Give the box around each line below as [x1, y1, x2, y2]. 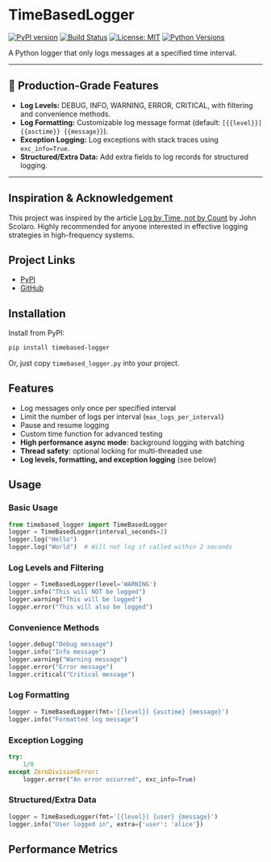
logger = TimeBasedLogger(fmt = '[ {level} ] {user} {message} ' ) [8, 813, 219, 821]
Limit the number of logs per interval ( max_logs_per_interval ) [19, 412, 224, 421]
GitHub [19, 283, 44, 293]
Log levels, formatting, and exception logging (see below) [19, 454, 217, 464]
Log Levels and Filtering [8, 562, 104, 573]
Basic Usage [8, 502, 59, 513]
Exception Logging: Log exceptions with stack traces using [19, 135, 219, 144]
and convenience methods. [19, 109, 111, 119]
